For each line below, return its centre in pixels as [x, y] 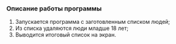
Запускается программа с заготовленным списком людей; [93, 22]
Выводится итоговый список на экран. [65, 35]
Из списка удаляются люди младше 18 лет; [72, 28]
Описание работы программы [54, 9]
